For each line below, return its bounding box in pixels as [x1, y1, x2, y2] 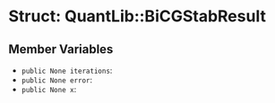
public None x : [21, 84, 77, 94]
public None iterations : [21, 65, 113, 75]
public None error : [21, 75, 93, 85]
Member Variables [8, 42, 114, 57]
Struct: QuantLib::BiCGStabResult [8, 6, 266, 27]
